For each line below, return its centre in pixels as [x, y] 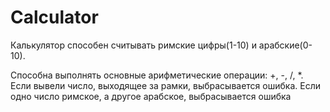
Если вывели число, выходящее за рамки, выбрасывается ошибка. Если [165, 85]
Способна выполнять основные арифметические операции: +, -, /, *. [157, 75]
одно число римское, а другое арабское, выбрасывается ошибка [151, 96]
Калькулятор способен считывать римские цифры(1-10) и [133, 45]
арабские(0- [285, 45]
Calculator [54, 17]
